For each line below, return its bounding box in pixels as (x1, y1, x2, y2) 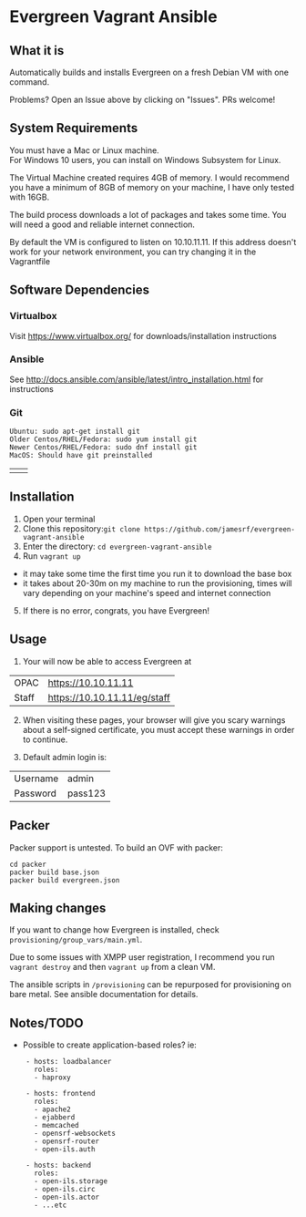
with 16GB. (9, 191, 50, 202)
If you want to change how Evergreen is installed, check (9, 924, 220, 935)
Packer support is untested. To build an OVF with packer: (9, 841, 223, 853)
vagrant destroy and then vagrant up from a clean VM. (9, 962, 216, 973)
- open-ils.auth (33, 1145, 96, 1154)
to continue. (22, 734, 68, 745)
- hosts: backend (25, 1160, 92, 1171)
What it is (9, 43, 65, 58)
